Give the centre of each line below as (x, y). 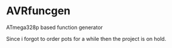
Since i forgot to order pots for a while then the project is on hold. (86, 39)
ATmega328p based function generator (54, 27)
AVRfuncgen (38, 11)
